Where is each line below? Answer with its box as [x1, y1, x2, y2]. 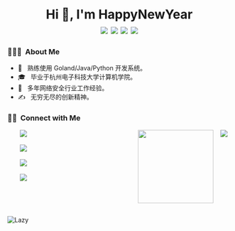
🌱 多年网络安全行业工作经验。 [17, 84, 109, 92]
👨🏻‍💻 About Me [7, 47, 60, 57]
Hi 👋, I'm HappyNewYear [45, 6, 193, 23]
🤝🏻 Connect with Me [7, 113, 81, 123]
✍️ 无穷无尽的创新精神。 [17, 92, 94, 102]
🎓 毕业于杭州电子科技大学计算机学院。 [17, 72, 137, 81]
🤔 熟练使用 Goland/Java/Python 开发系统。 [17, 64, 147, 72]
